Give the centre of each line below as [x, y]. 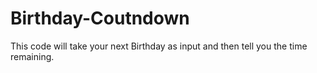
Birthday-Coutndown [100, 18]
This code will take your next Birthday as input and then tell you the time [159, 46]
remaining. [32, 56]
